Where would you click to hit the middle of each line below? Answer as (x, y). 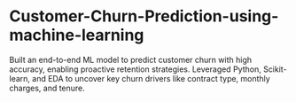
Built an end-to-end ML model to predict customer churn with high (131, 59)
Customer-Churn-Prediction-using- (144, 16)
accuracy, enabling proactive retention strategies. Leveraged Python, (135, 69)
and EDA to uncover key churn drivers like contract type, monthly (151, 78)
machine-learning (77, 35)
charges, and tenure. (47, 88)
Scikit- (275, 69)
